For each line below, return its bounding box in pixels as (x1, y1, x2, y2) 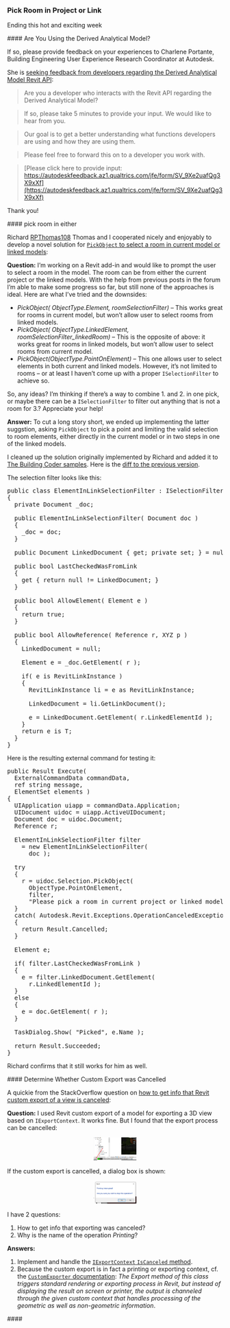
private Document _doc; (14, 501, 94, 508)
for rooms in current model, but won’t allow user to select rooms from (16, 311, 214, 319)
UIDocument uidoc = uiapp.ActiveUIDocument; (14, 809, 166, 816)
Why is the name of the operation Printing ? (16, 1230, 138, 1239)
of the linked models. (7, 440, 66, 448)
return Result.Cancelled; (21, 925, 109, 933)
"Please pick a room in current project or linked (28, 898, 203, 905)
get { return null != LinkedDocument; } (21, 576, 159, 584)
